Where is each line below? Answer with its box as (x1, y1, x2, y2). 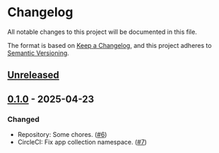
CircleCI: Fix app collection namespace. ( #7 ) (17, 138, 147, 147)
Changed (7, 114, 40, 124)
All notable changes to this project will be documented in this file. (7, 27, 198, 36)
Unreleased (7, 69, 60, 81)
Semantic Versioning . (7, 49, 69, 57)
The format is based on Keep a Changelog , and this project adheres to (7, 41, 212, 49)
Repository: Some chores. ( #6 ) (17, 130, 107, 139)
